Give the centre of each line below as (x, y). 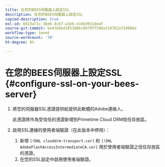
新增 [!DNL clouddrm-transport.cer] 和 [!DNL (66, 141)
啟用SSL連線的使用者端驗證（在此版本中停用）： (61, 130)
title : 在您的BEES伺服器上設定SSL (38, 10)
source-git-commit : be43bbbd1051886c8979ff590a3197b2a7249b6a (71, 28)
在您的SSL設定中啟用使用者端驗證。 (56, 159)
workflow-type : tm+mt (28, 33)
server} (21, 94)
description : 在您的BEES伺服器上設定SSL (44, 14)
